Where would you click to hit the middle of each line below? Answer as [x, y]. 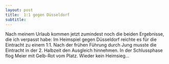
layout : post [19, 10]
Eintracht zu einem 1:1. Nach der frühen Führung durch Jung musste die [81, 45]
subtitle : [16, 19]
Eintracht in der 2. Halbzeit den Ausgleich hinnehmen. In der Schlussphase [84, 50]
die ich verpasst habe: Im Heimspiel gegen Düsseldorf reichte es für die [81, 39]
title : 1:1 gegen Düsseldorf [38, 15]
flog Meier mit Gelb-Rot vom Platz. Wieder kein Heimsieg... [67, 56]
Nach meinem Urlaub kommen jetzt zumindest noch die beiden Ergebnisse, [85, 34]
